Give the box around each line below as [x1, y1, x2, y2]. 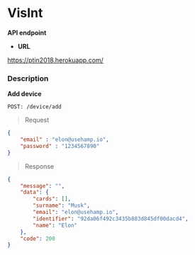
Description [7, 73, 49, 83]
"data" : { [20, 189, 50, 196]
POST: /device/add [7, 103, 62, 110]
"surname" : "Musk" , [33, 202, 91, 210]
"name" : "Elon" [33, 222, 78, 229]
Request [24, 115, 50, 125]
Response [24, 161, 55, 171]
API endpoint [7, 28, 47, 37]
